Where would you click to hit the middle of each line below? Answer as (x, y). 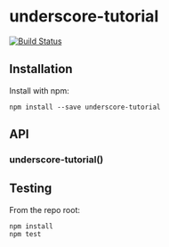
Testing (31, 189)
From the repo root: (44, 210)
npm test (25, 234)
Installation (41, 69)
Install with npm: (39, 90)
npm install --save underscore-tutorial (85, 107)
